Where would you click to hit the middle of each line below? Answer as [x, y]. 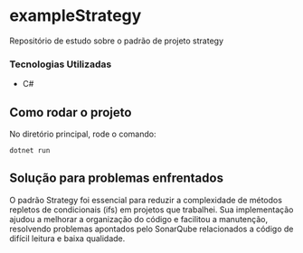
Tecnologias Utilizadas [61, 64]
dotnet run [30, 151]
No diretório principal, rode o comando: [83, 134]
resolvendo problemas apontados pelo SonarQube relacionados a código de [151, 229]
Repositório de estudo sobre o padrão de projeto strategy [117, 41]
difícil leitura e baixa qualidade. [67, 238]
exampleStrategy [76, 16]
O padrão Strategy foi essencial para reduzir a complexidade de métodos [146, 200]
